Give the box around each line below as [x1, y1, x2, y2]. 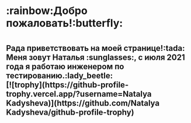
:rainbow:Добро [6, 4, 88, 18]
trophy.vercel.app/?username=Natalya [6, 89, 152, 99]
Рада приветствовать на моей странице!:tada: [6, 43, 185, 53]
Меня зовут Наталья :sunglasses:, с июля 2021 [6, 53, 185, 63]
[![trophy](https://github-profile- [6, 80, 129, 90]
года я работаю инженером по [6, 61, 124, 71]
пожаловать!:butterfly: [6, 16, 123, 30]
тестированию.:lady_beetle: [6, 71, 113, 81]
